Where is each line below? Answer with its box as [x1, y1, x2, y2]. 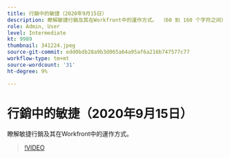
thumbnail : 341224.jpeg [7, 42, 76, 49]
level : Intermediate [7, 29, 67, 37]
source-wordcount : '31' [7, 61, 76, 68]
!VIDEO [23, 144, 45, 152]
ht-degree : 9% [7, 68, 48, 75]
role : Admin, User [7, 23, 60, 30]
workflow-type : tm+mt [7, 55, 70, 62]
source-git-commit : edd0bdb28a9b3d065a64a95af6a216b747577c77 [7, 49, 190, 56]
